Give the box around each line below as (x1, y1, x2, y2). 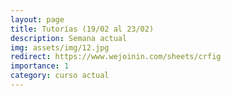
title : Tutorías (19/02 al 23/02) (10, 24, 155, 34)
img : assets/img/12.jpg (10, 42, 110, 53)
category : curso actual (10, 71, 110, 81)
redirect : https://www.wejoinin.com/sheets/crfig (10, 52, 222, 62)
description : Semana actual (10, 33, 128, 43)
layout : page (10, 14, 65, 25)
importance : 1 (10, 61, 70, 71)
